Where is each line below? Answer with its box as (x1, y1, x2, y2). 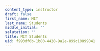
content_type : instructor (5, 7, 58, 12)
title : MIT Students (5, 34, 48, 39)
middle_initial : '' (5, 25, 45, 30)
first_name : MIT (5, 16, 38, 21)
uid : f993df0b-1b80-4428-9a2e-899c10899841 (5, 39, 96, 44)
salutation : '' (5, 30, 36, 34)
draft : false (5, 12, 32, 17)
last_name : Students (5, 20, 48, 26)
